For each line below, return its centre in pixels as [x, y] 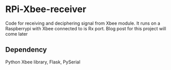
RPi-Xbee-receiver [46, 9]
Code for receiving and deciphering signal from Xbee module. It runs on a [83, 23]
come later [17, 34]
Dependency [26, 50]
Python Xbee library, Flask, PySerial [43, 62]
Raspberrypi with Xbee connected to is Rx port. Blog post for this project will [86, 28]
